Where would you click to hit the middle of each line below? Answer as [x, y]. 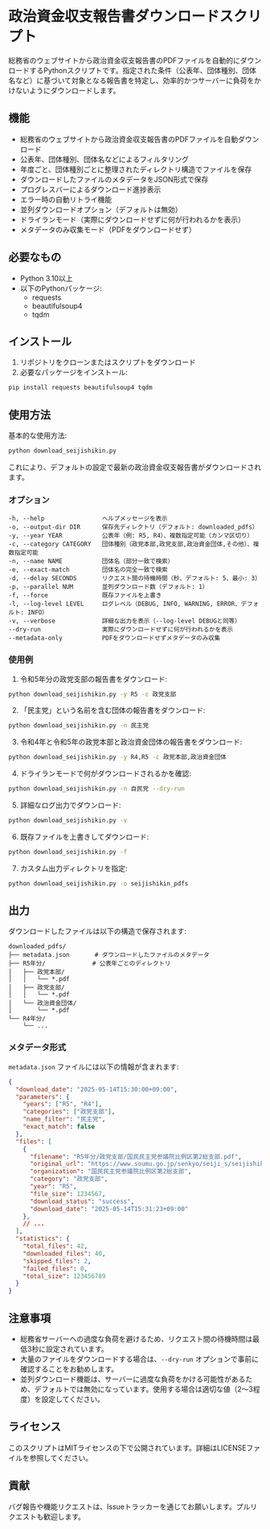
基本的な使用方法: [38, 435]
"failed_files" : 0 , [55, 1269]
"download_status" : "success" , [82, 1201]
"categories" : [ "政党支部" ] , [69, 1112]
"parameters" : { [43, 1097]
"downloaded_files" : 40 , [64, 1253]
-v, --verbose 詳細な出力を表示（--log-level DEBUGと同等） [125, 621]
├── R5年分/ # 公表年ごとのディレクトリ [90, 964]
